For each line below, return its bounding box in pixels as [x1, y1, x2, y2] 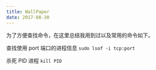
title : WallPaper [6, 8, 50, 15]
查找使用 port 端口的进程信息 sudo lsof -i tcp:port [6, 44, 136, 51]
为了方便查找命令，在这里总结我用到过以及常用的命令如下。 [6, 31, 154, 39]
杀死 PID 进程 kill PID [6, 57, 62, 64]
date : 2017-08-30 [6, 14, 50, 20]
